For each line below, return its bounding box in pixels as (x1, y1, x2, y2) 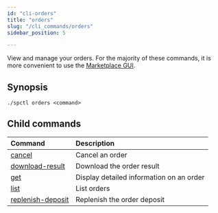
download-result (10, 161, 65, 170)
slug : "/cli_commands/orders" (7, 23, 94, 30)
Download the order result (75, 161, 160, 170)
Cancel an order (75, 150, 128, 159)
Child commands (7, 118, 82, 130)
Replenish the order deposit (75, 194, 165, 204)
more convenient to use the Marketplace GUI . (7, 61, 136, 69)
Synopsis (7, 81, 48, 93)
